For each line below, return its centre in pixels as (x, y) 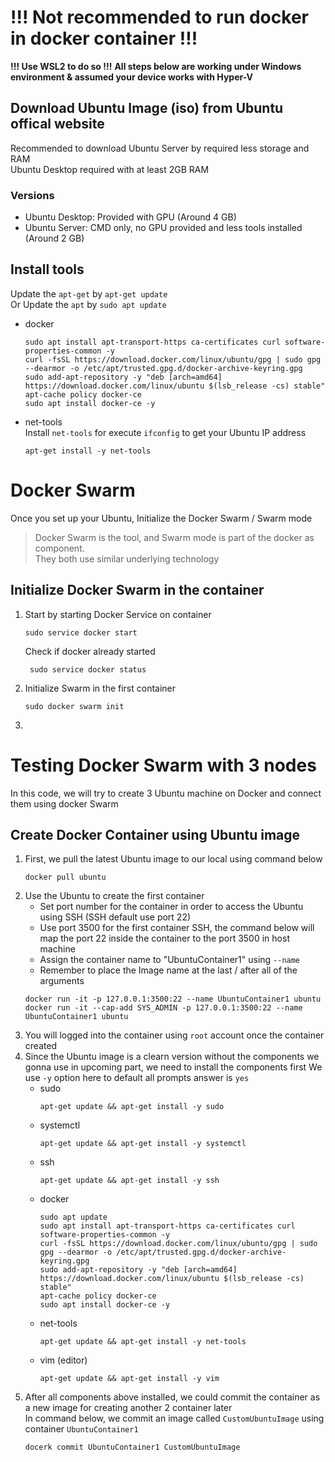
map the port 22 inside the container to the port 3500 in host (164, 938)
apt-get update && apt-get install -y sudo (132, 1107)
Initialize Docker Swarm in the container (137, 590)
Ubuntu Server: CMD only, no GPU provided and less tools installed (163, 228)
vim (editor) (63, 1360)
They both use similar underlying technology (127, 558)
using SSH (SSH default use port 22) (115, 917)
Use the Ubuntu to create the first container (114, 896)
